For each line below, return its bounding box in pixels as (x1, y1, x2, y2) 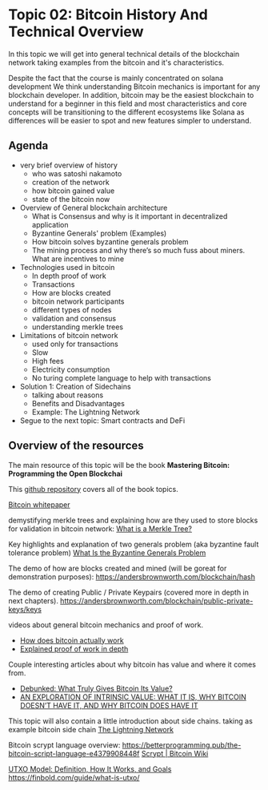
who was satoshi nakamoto (31, 168, 122, 178)
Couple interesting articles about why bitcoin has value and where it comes (8, 659, 256, 669)
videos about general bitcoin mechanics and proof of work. (8, 619, 204, 630)
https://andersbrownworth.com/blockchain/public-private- (59, 595, 254, 606)
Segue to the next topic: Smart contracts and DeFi (19, 415, 186, 425)
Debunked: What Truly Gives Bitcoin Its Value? (19, 683, 174, 693)
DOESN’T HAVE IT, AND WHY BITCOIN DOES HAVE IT (19, 700, 198, 710)
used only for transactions (31, 339, 118, 349)
